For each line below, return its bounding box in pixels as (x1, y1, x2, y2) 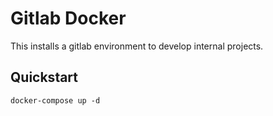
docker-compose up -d (10, 95, 101, 106)
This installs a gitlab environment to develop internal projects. (10, 40, 264, 52)
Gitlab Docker (10, 7, 127, 30)
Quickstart (10, 69, 79, 86)
